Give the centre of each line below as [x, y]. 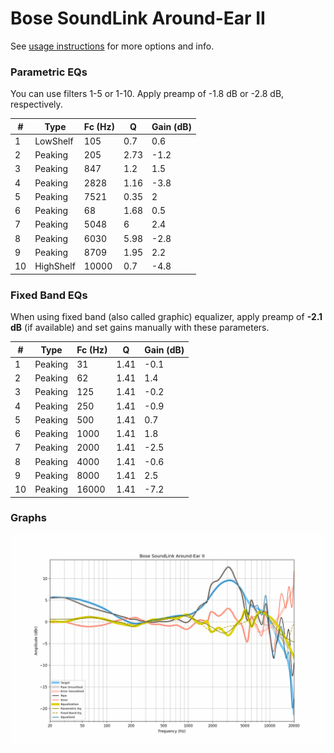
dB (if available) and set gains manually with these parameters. [140, 328]
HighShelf [55, 266]
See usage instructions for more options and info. [112, 46]
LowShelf [54, 141]
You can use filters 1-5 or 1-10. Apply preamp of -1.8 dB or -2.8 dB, [147, 94]
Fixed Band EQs [49, 295]
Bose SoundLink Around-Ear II [138, 18]
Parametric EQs [49, 72]
